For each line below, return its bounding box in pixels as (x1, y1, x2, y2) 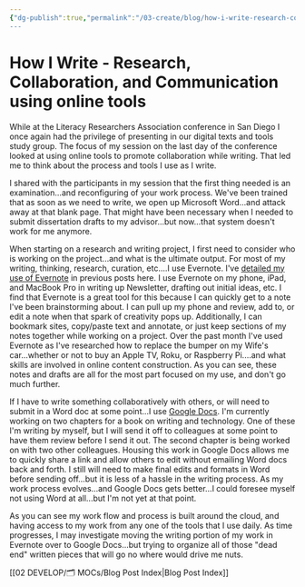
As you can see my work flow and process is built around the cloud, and (9, 510, 280, 521)
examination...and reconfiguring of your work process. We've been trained (9, 187, 289, 198)
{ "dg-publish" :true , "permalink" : (9, 13, 136, 23)
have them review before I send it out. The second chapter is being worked (9, 434, 290, 445)
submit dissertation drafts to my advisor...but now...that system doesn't (9, 215, 275, 227)
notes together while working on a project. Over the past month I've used (9, 330, 283, 341)
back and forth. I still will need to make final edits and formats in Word (9, 463, 271, 474)
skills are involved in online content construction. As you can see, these (9, 359, 277, 370)
